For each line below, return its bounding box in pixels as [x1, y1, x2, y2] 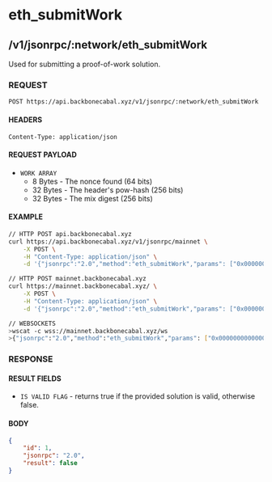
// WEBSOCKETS [8, 319, 57, 328]
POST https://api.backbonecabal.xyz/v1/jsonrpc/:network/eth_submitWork [8, 98, 259, 106]
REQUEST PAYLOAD [8, 150, 77, 159]
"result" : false [23, 459, 79, 467]
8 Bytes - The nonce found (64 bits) [32, 176, 153, 186]
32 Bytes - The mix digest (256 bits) [32, 193, 153, 203]
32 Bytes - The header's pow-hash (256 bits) [32, 184, 184, 195]
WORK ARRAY [19, 169, 57, 177]
